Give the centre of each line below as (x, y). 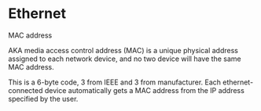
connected (26, 90)
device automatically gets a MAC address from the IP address (145, 90)
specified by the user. (43, 98)
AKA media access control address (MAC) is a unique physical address (123, 50)
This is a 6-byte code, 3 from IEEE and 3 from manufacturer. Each (115, 82)
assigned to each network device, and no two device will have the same (125, 59)
